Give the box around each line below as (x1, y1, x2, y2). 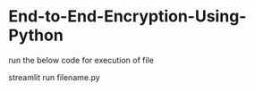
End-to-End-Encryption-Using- (8, 6, 247, 27)
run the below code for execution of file (8, 54, 154, 65)
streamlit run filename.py (8, 71, 100, 82)
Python (8, 25, 64, 45)
